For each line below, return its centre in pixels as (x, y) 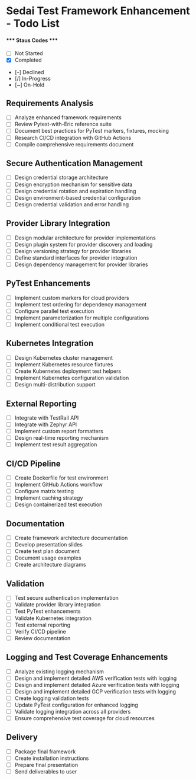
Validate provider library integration (58, 605)
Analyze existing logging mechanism (59, 672)
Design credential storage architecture (61, 178)
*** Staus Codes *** (32, 40)
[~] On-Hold (30, 85)
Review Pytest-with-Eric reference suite (63, 124)
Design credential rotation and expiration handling (75, 191)
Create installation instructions (52, 758)
